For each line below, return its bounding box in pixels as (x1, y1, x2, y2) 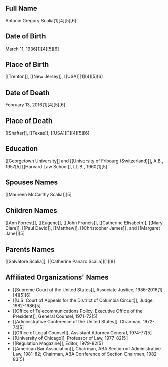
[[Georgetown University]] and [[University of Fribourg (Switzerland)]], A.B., (5, 158, 163, 164)
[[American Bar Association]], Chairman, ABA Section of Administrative (12, 346, 161, 352)
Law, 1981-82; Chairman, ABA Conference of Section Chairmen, (12, 351, 146, 357)
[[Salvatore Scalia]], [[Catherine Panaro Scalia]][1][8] (5, 258, 115, 265)
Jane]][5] (5, 230, 25, 236)
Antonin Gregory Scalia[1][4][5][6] (5, 17, 77, 23)
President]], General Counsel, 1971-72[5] (12, 313, 98, 319)
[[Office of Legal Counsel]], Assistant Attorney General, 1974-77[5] (12, 330, 152, 336)
